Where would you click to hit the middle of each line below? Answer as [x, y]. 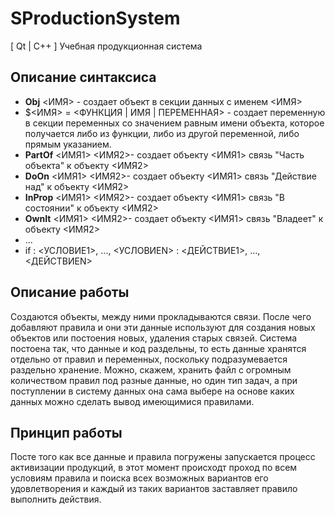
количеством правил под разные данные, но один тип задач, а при [154, 380]
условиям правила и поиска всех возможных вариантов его [139, 478]
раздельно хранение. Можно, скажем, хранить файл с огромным [151, 369]
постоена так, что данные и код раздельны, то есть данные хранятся [158, 348]
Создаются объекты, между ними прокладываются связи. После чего [161, 316]
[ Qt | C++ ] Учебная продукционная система [106, 46]
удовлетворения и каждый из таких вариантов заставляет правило [154, 489]
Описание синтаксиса [83, 77]
